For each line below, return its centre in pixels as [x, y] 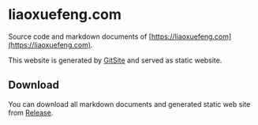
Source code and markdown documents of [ [80, 36]
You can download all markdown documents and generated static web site [129, 104]
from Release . [31, 112]
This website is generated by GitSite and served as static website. [115, 60]
